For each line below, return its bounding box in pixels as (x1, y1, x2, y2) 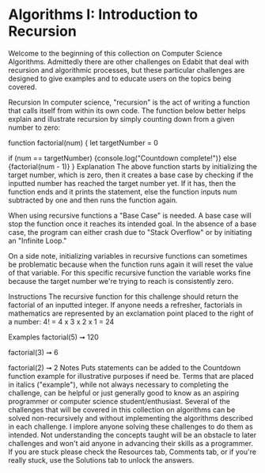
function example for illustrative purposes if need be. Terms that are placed (8, 371, 255, 380)
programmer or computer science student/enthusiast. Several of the (8, 396, 231, 406)
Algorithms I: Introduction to (8, 6, 199, 24)
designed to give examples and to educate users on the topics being (8, 74, 232, 83)
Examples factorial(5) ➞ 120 (8, 332, 99, 342)
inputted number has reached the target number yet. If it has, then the (8, 178, 236, 187)
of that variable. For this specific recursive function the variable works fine (8, 267, 252, 278)
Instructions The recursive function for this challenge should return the (8, 291, 239, 301)
